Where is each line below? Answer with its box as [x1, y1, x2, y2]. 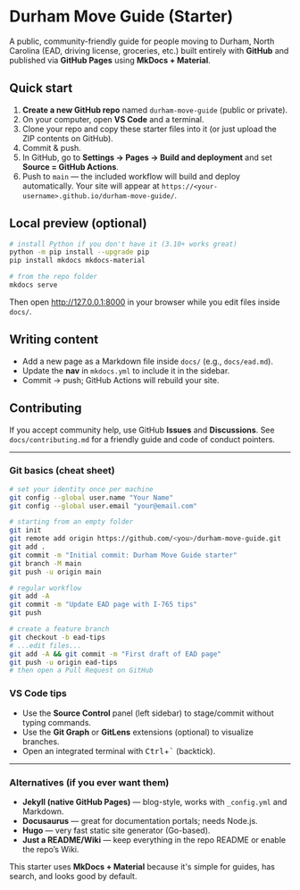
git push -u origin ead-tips [9, 658, 118, 667]
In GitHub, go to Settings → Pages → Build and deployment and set [21, 152, 272, 163]
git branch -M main [9, 558, 82, 568]
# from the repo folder [9, 273, 98, 281]
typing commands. [21, 717, 92, 727]
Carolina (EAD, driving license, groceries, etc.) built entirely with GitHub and [9, 45, 289, 55]
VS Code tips [9, 687, 67, 700]
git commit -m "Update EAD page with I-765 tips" [9, 600, 198, 609]
